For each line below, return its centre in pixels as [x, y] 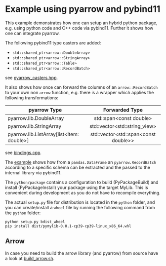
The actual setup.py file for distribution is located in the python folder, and [80, 202]
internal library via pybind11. [33, 172]
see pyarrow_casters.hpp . [32, 77]
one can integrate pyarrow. [33, 33]
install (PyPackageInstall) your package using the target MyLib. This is [77, 187]
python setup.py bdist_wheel [35, 222]
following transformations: [32, 98]
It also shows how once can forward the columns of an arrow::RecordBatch [82, 87]
